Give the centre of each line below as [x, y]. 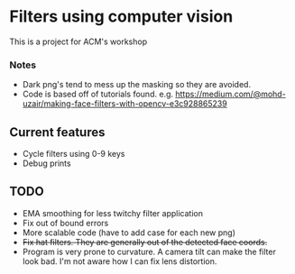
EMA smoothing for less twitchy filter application [112, 213]
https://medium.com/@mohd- [230, 94]
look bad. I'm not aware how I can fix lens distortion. [120, 261]
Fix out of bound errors [65, 223]
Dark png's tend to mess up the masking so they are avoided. [136, 85]
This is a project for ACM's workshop [78, 41]
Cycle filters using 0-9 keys [74, 154]
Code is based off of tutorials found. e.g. [98, 94]
